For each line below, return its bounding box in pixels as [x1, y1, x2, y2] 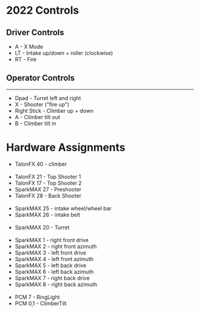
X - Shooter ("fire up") [14, 101, 70, 108]
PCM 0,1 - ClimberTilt [14, 299, 67, 307]
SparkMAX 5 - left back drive [14, 262, 87, 269]
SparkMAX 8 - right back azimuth [14, 281, 98, 288]
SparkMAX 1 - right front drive [14, 236, 89, 243]
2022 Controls [6, 4, 79, 17]
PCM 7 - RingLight [14, 293, 60, 300]
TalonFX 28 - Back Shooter [14, 192, 82, 199]
